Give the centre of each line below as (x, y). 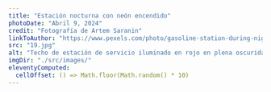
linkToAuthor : (32, 38)
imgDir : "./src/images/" (50, 61)
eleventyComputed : (39, 68)
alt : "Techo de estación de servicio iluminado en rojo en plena (120, 53)
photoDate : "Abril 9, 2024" (56, 23)
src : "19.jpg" (32, 46)
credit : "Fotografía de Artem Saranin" (75, 30)
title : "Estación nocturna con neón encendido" (90, 16)
